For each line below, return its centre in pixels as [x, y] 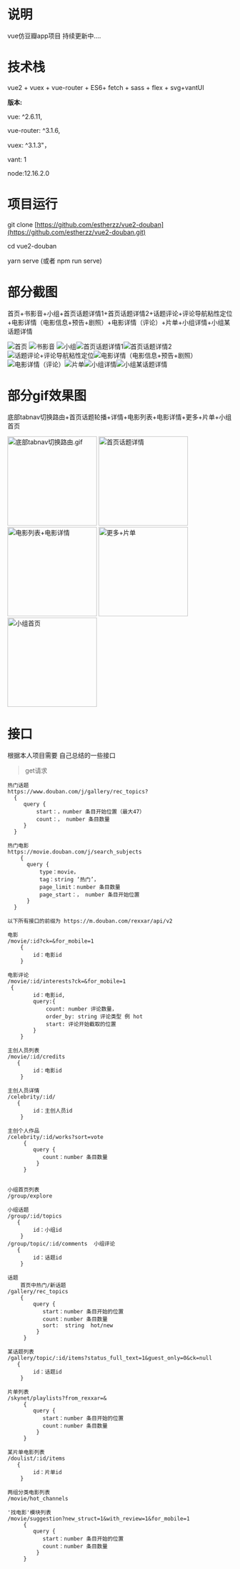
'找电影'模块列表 [29, 1512]
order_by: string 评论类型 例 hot [94, 1016]
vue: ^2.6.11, [25, 116]
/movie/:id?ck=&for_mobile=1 [51, 941]
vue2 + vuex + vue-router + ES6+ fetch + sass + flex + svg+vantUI [106, 87]
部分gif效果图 [47, 395]
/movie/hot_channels [38, 1498]
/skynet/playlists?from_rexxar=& [57, 1398]
